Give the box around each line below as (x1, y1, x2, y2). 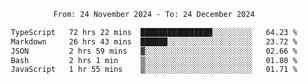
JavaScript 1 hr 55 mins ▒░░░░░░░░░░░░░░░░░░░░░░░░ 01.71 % (10, 65, 298, 75)
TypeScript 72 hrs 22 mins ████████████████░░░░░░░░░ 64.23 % (10, 27, 298, 37)
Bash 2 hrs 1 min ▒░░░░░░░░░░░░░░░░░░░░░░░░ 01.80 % (10, 55, 298, 65)
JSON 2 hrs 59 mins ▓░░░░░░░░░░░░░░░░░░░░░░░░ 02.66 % (10, 46, 298, 56)
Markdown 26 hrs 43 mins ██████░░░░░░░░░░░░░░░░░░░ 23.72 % (10, 36, 298, 47)
